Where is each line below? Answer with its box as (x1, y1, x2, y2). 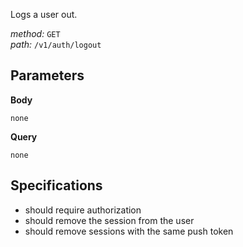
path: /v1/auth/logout (10, 39, 102, 50)
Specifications (10, 177, 103, 194)
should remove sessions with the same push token (24, 225, 234, 237)
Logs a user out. (10, 9, 78, 20)
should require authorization (24, 204, 142, 216)
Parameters (10, 67, 85, 84)
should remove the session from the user (24, 214, 195, 226)
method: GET (10, 28, 61, 39)
